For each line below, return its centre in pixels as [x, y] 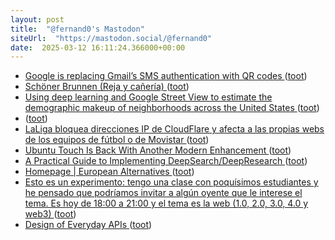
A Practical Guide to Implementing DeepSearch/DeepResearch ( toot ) [166, 161]
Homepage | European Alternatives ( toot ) [109, 172]
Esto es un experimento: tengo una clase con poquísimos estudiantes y [171, 182]
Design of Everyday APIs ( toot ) [88, 225]
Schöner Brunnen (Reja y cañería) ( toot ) [107, 87]
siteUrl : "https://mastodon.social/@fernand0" [111, 38]
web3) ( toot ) [50, 214]
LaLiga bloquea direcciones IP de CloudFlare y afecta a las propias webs [174, 129]
